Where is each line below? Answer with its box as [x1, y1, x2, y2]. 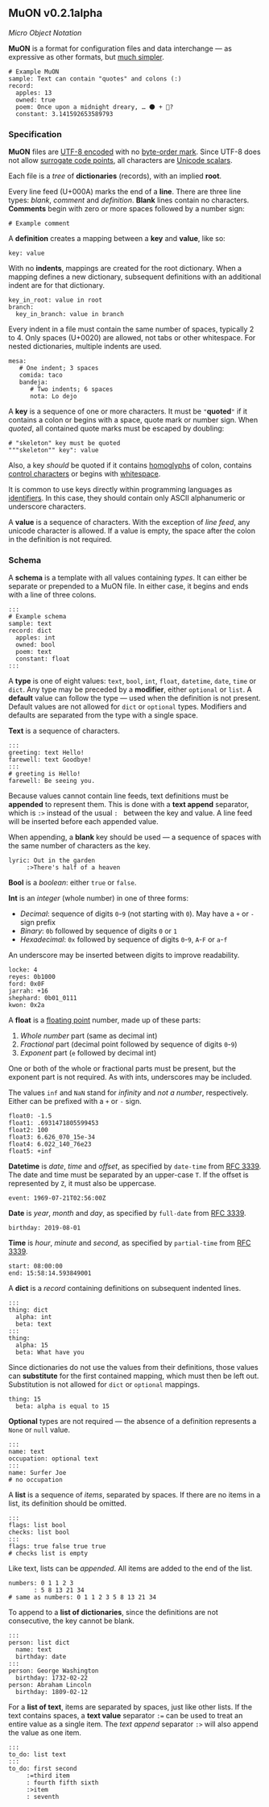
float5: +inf [8, 1147, 52, 1155]
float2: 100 [8, 1126, 48, 1135]
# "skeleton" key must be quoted [8, 439, 121, 448]
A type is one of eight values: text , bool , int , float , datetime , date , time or [8, 677, 257, 686]
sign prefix [19, 918, 56, 927]
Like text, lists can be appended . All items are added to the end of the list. [8, 1563, 253, 1573]
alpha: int [15, 1314, 52, 1322]
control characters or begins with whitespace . [8, 469, 161, 479]
